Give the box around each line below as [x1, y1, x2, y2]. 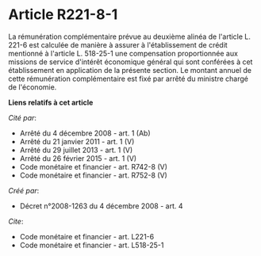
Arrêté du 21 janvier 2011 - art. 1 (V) [19, 136, 135, 146]
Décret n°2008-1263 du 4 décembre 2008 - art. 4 [19, 201, 183, 211]
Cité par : [8, 113, 37, 122]
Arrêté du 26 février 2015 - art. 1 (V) [19, 153, 137, 163]
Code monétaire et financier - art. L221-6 [19, 231, 155, 241]
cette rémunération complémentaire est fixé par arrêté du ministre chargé [8, 74, 248, 83]
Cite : [8, 216, 24, 226]
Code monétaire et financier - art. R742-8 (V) [19, 162, 168, 171]
